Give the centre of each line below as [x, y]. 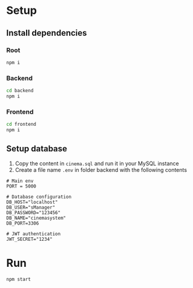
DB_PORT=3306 [23, 223]
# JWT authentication [34, 234]
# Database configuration [39, 197]
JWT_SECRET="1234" [29, 239]
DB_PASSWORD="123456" [34, 212]
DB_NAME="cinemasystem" [36, 218]
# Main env [20, 181]
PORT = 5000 [21, 186]
